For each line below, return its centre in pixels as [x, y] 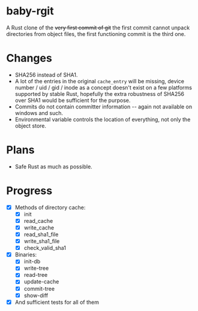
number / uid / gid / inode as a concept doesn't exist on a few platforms [103, 87]
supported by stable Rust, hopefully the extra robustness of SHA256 [100, 93]
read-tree [36, 275]
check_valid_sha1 [45, 248]
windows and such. [39, 113]
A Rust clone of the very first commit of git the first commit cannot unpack [98, 28]
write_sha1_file [42, 241]
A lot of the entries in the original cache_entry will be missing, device [100, 81]
